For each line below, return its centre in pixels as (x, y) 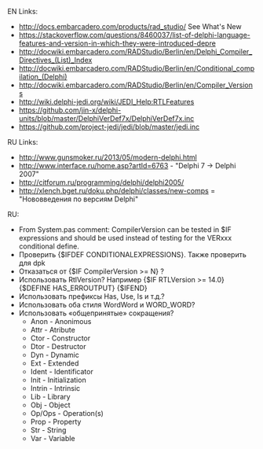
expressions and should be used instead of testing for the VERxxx (125, 238)
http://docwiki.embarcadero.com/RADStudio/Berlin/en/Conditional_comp (137, 68)
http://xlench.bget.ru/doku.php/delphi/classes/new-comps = (117, 191)
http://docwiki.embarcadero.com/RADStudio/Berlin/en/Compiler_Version (135, 85)
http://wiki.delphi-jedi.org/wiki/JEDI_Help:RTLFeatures (106, 102)
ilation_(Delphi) (43, 77)
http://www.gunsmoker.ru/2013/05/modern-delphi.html (108, 157)
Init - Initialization (58, 380)
